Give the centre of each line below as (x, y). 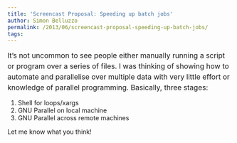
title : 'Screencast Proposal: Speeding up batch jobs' (90, 14)
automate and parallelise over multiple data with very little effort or (118, 77)
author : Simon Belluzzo (43, 21)
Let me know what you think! (49, 132)
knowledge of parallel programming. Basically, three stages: (108, 88)
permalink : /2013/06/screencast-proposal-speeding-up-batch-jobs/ (108, 27)
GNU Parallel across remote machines (73, 118)
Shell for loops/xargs (48, 103)
